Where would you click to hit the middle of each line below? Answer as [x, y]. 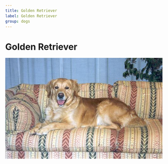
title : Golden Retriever [31, 11]
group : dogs [18, 21]
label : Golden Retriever [31, 16]
